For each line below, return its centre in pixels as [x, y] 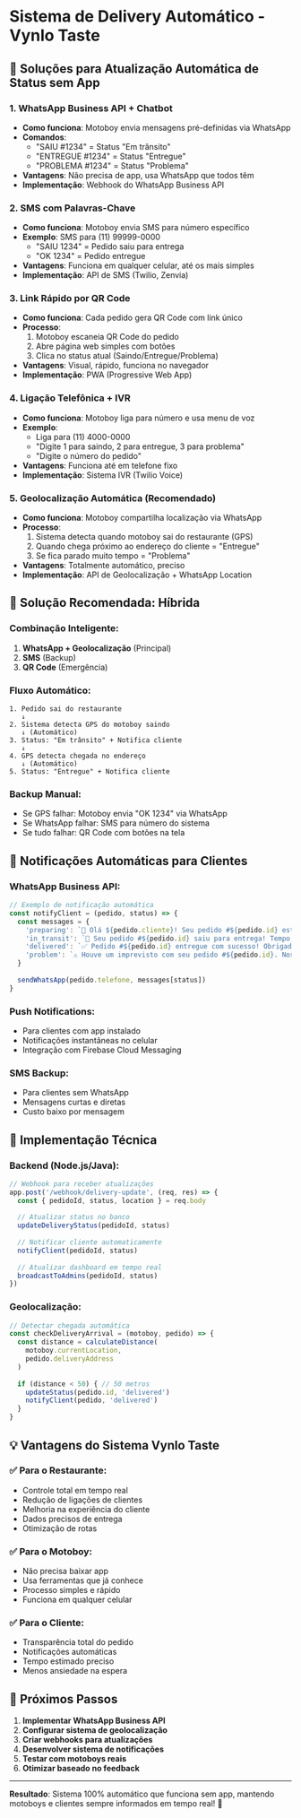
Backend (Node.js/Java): [64, 1165]
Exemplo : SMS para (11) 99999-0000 [91, 237]
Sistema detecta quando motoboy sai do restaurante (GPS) [144, 537]
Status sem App [55, 82]
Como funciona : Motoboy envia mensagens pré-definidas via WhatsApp [156, 127]
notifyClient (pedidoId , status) [78, 1251]
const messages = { [54, 922]
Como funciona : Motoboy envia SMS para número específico [136, 228]
